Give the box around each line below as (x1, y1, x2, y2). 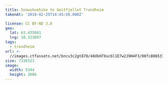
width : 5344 (9, 67, 35, 72)
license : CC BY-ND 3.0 (5, 21, 52, 26)
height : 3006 (9, 72, 37, 77)
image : (5, 63, 19, 68)
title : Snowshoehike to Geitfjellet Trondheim (5, 7, 104, 12)
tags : (5, 39, 16, 45)
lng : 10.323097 (9, 35, 41, 40)
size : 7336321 (5, 58, 35, 63)
